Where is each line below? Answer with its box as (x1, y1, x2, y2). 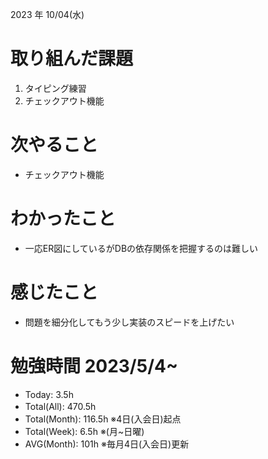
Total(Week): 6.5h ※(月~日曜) (24, 425, 145, 437)
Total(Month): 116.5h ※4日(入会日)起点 (24, 413, 182, 425)
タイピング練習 (24, 82, 87, 94)
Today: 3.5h (24, 388, 74, 400)
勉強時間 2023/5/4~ (10, 354, 178, 377)
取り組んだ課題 (10, 48, 134, 70)
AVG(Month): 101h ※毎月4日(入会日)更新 (24, 438, 190, 450)
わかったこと (10, 208, 117, 230)
